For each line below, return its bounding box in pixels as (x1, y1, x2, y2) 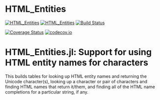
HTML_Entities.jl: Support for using (5, 47, 152, 58)
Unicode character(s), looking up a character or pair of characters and (5, 78, 148, 84)
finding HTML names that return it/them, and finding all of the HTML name (5, 84, 156, 90)
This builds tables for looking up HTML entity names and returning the (5, 73, 147, 79)
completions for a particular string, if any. (5, 89, 89, 95)
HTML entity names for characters (5, 57, 149, 68)
